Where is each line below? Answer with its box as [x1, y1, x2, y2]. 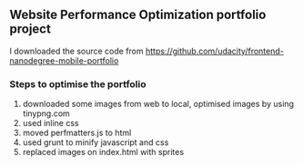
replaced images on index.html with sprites [22, 147, 185, 158]
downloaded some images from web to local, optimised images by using [22, 99, 294, 110]
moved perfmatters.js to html [22, 127, 132, 139]
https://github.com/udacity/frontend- [145, 45, 284, 56]
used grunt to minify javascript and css [22, 137, 169, 148]
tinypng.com [22, 108, 70, 119]
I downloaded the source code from [9, 45, 144, 56]
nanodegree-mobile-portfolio [9, 54, 119, 66]
